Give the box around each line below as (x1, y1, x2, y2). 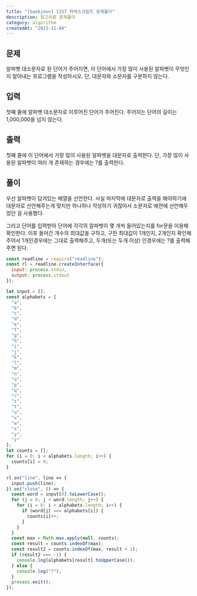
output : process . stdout (11, 272, 69, 278)
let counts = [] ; (6, 448, 49, 454)
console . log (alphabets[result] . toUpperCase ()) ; (16, 557, 135, 563)
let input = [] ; (6, 288, 46, 294)
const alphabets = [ (6, 294, 57, 300)
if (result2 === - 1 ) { (11, 552, 67, 558)
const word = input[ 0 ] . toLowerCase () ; (11, 491, 107, 497)
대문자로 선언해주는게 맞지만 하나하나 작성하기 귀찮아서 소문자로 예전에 (6, 202, 168, 209)
